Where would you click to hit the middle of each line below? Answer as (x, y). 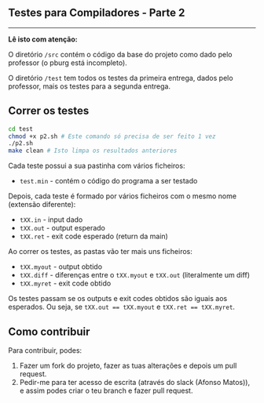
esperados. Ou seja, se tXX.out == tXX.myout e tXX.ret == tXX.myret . (122, 307)
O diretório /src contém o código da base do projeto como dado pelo (120, 54)
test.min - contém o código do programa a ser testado (108, 181)
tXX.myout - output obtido (61, 267)
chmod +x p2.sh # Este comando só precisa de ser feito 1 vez (112, 136)
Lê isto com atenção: (43, 39)
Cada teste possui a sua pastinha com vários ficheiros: (97, 166)
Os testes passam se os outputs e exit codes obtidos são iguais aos (118, 299)
